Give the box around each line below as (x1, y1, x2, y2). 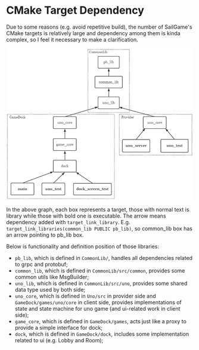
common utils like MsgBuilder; (14, 273, 89, 280)
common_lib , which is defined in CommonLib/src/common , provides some (14, 267, 185, 274)
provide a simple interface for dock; (14, 324, 103, 331)
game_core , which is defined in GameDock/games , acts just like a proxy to (14, 317, 186, 325)
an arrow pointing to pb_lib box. (6, 231, 84, 239)
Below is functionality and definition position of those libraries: (6, 243, 160, 250)
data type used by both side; (14, 286, 86, 293)
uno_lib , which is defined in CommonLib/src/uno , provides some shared (14, 280, 188, 287)
